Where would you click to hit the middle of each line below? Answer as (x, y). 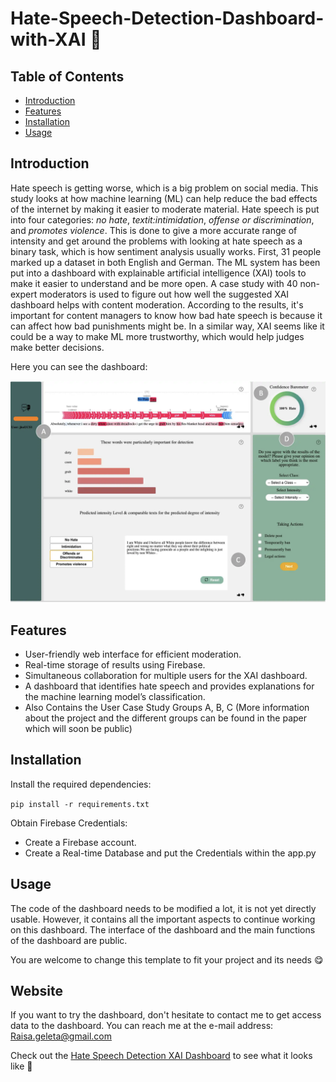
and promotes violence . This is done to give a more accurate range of (154, 230)
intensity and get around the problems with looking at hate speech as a (156, 241)
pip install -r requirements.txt (80, 804)
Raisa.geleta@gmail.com (61, 1036)
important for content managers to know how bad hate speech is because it (166, 315)
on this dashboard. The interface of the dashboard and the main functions (163, 929)
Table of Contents (67, 76)
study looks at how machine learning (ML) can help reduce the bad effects (164, 198)
